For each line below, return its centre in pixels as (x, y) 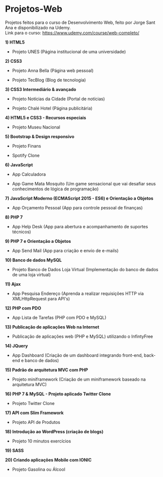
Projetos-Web (34, 9)
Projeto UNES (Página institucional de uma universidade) (69, 52)
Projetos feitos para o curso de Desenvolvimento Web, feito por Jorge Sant (80, 22)
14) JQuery (17, 346)
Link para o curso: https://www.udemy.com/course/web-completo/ (72, 33)
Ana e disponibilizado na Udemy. (38, 27)
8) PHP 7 (14, 217)
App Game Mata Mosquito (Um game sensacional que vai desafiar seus (84, 183)
